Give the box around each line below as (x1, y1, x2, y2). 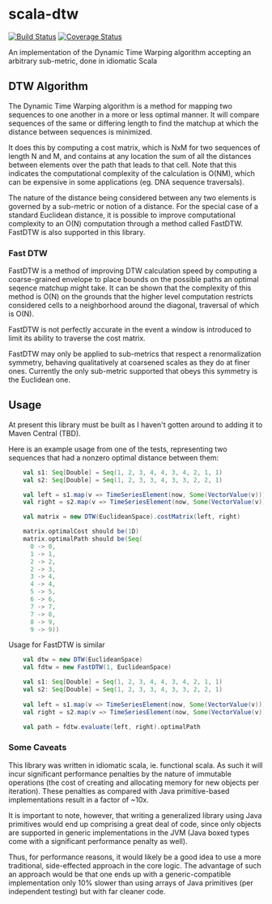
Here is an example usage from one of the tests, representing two (8, 443, 228, 454)
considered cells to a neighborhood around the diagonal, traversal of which (8, 301, 260, 311)
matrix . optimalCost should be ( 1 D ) (23, 528, 139, 536)
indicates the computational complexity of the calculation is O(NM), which (8, 168, 255, 178)
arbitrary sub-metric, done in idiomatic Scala (8, 56, 158, 66)
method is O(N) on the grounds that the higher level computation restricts (8, 292, 253, 302)
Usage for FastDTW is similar (8, 640, 105, 649)
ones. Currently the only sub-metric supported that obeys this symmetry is (8, 366, 258, 376)
